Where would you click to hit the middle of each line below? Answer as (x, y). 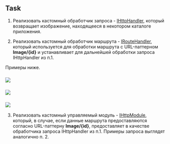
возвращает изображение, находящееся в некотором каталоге (82, 26)
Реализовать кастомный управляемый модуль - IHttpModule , (80, 115)
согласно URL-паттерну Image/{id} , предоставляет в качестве (81, 126)
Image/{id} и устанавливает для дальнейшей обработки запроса (83, 52)
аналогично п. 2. (31, 136)
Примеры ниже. (23, 67)
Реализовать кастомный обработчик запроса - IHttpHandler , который (88, 20)
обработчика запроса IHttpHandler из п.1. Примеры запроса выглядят (89, 131)
